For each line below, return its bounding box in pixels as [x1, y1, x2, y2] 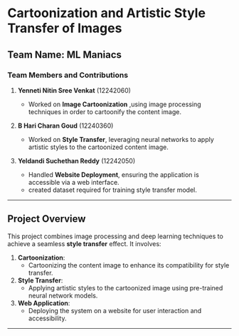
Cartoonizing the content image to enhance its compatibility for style [28, 260, 230, 269]
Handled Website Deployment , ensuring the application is [28, 170, 199, 179]
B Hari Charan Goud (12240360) [17, 121, 114, 130]
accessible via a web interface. [28, 178, 119, 186]
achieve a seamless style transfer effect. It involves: [7, 239, 161, 248]
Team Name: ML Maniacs [7, 49, 122, 61]
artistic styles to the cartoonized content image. [28, 143, 169, 151]
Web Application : [17, 298, 70, 307]
